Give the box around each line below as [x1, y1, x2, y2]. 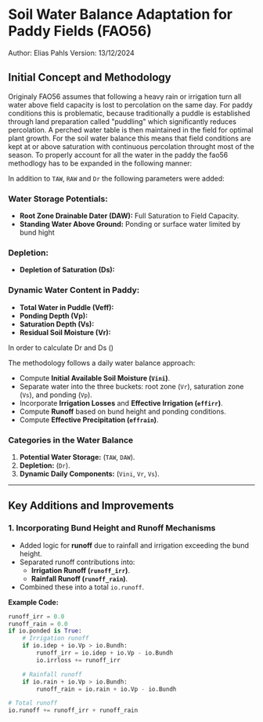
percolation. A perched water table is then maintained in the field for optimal [8, 125, 254, 134]
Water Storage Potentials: [8, 193, 108, 204]
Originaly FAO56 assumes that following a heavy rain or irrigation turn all [8, 92, 242, 101]
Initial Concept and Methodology [8, 71, 171, 84]
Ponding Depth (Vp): [19, 311, 88, 320]
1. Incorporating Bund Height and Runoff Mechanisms [8, 523, 216, 534]
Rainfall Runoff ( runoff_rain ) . [31, 574, 128, 583]
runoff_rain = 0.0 [8, 620, 68, 628]
